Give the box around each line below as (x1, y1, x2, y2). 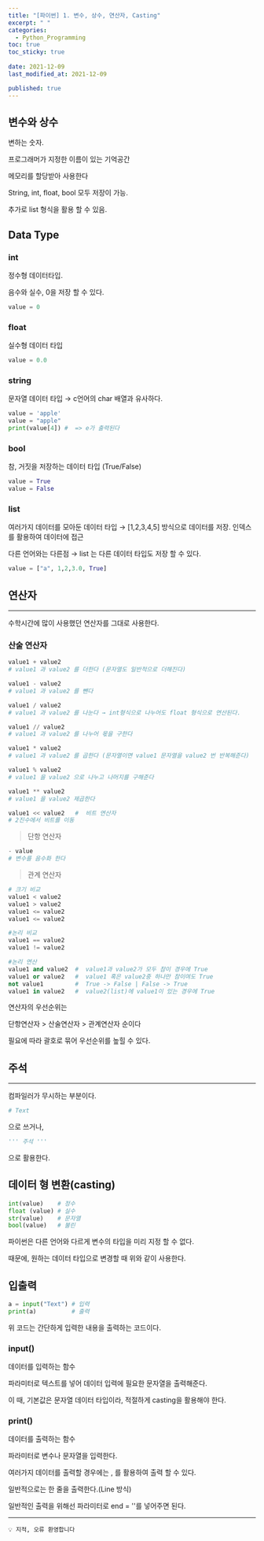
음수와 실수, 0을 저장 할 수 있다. (8, 288, 104, 296)
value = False (8, 485, 55, 493)
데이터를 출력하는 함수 (8, 1435, 76, 1444)
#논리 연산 (8, 958, 38, 966)
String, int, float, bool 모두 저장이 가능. (8, 188, 128, 198)
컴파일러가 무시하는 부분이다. (8, 1091, 97, 1101)
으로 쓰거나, (8, 1122, 45, 1131)
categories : (8, 26, 47, 34)
